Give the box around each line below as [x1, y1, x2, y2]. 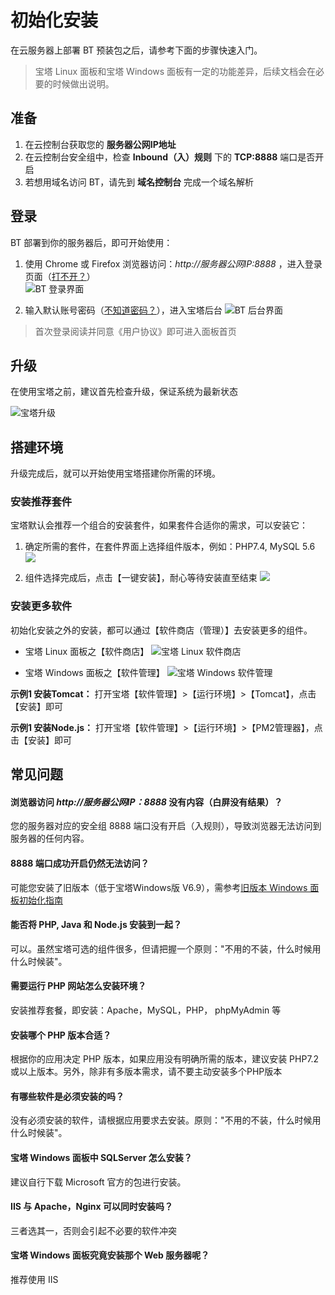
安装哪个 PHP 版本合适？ [10, 1029, 112, 1041]
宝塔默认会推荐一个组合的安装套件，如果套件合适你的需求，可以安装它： [10, 519, 308, 531]
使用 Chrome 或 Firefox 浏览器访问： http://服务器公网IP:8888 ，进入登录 [24, 257, 323, 270]
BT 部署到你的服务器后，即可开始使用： [10, 236, 173, 248]
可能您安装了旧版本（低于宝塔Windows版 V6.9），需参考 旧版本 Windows [10, 881, 308, 893]
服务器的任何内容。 [10, 832, 90, 845]
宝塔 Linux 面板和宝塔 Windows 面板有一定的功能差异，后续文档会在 [34, 65, 317, 77]
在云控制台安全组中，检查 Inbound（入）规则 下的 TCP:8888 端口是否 [24, 151, 316, 163]
